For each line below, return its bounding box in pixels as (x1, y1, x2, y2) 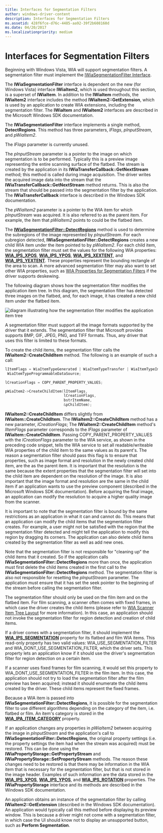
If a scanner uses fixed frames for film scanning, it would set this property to (5, 665, 158, 671)
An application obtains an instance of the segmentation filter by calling (5, 797, 147, 802)
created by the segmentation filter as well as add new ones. (5, 539, 125, 545)
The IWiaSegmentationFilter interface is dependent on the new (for (5, 81, 141, 87)
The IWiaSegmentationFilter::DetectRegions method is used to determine (5, 227, 155, 232)
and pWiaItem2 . (5, 132, 37, 138)
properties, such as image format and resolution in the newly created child (5, 458, 154, 463)
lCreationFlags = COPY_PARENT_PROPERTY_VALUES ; (5, 380, 103, 385)
